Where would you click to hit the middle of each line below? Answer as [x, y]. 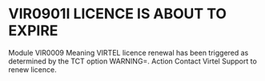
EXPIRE [33, 31]
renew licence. [33, 69]
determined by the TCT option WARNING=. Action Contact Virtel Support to [133, 61]
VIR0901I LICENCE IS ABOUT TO [117, 14]
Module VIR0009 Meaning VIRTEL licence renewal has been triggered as [128, 52]
